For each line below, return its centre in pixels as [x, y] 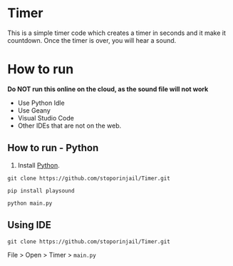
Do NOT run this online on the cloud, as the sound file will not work [108, 89]
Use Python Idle [41, 103]
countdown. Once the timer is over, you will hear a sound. [92, 40]
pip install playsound [41, 190]
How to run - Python [53, 148]
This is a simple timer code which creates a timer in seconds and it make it [117, 33]
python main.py [30, 203]
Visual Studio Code [46, 118]
